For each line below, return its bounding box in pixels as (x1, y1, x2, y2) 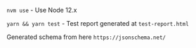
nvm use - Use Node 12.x (6, 6, 77, 14)
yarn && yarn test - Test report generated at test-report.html (6, 19, 189, 27)
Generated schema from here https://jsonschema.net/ (6, 33, 166, 41)
